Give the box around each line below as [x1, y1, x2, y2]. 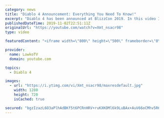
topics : [5, 65, 21, 70]
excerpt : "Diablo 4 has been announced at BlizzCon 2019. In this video [5, 16, 156, 21]
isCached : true [14, 97, 45, 101]
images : [5, 79, 21, 83]
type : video [5, 30, 29, 35]
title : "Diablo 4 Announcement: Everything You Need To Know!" [5, 12, 137, 17]
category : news [5, 7, 36, 12]
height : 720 [14, 92, 38, 97]
